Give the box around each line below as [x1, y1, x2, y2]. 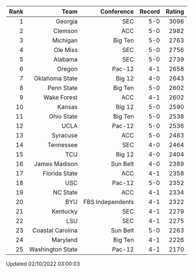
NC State [53, 188, 78, 196]
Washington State [29, 246, 78, 253]
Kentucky [51, 208, 78, 215]
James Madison [34, 160, 78, 168]
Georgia [56, 18, 78, 25]
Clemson [53, 27, 78, 34]
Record [139, 8, 160, 15]
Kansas [57, 103, 78, 110]
